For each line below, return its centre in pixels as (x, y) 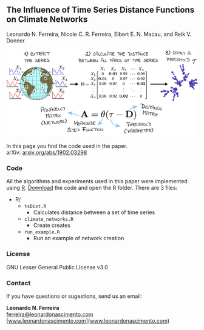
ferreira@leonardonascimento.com (50, 314)
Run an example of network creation (79, 238)
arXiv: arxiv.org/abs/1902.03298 (47, 153)
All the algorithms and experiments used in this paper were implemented (97, 181)
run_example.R (42, 232)
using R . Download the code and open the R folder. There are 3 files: (92, 188)
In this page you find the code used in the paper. (67, 146)
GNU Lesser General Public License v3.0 (57, 267)
